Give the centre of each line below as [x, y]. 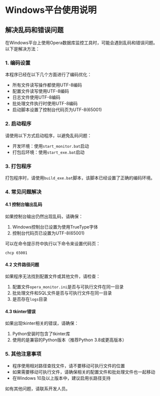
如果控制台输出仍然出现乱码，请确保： [44, 217]
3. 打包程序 [18, 166]
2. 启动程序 [18, 124]
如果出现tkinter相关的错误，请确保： [42, 323]
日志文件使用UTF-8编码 [36, 97]
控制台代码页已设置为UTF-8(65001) [48, 233]
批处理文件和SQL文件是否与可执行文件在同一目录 [62, 293]
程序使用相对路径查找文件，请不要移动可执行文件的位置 [68, 365]
